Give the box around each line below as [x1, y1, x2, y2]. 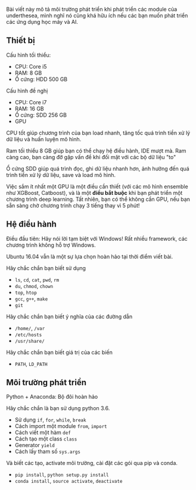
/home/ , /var [14, 324, 45, 331]
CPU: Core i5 [14, 63, 47, 70]
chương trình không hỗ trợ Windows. [6, 241, 97, 249]
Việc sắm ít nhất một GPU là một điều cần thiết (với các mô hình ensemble [6, 182, 189, 190]
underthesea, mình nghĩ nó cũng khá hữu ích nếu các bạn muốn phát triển [6, 12, 188, 19]
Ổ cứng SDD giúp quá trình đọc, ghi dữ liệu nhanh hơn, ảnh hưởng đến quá [6, 165, 189, 172]
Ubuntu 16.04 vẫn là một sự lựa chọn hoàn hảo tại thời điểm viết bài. [6, 253, 173, 260]
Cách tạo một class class [14, 435, 77, 442]
